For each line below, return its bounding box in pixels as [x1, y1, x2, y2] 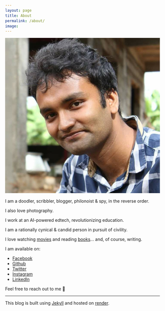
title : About [5, 13, 32, 18]
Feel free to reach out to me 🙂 [5, 286, 65, 292]
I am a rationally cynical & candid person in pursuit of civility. [5, 227, 128, 233]
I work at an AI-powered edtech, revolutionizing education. [5, 217, 124, 223]
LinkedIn [12, 276, 30, 282]
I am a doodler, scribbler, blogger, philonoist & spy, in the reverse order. [5, 198, 150, 204]
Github [12, 261, 26, 267]
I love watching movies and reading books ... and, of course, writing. [5, 237, 142, 242]
